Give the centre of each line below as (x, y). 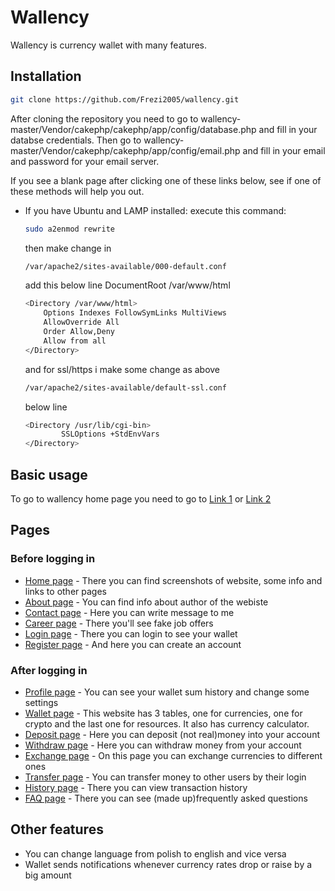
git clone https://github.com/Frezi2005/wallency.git (125, 99)
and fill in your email (284, 150)
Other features (57, 829)
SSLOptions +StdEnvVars (110, 434)
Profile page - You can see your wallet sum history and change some (167, 692)
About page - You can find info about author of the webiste (146, 602)
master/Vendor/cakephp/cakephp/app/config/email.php (125, 150)
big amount (48, 875)
